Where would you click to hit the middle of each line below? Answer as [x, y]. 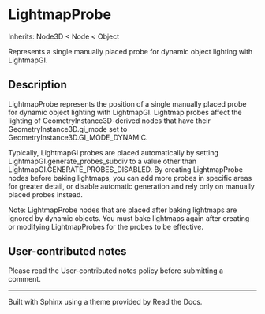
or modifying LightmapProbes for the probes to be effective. [106, 226]
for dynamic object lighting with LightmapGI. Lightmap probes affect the [125, 112]
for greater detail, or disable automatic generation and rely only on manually [131, 186]
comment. [24, 278]
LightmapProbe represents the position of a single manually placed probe [127, 103]
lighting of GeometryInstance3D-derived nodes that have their [109, 121]
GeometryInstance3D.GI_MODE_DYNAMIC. [78, 137]
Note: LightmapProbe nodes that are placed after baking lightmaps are [123, 210]
